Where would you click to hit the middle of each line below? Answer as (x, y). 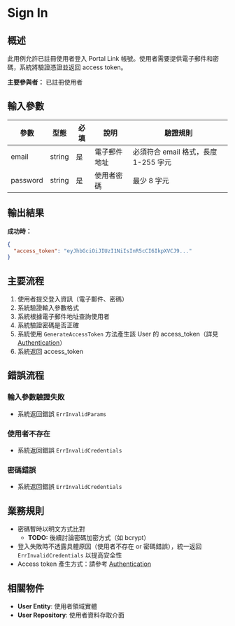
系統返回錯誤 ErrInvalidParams (62, 413)
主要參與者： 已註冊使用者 (45, 82)
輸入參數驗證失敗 (36, 397)
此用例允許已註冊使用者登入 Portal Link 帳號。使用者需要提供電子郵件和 (110, 58)
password (27, 180)
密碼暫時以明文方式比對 (51, 529)
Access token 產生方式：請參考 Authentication (84, 564)
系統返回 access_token (50, 352)
